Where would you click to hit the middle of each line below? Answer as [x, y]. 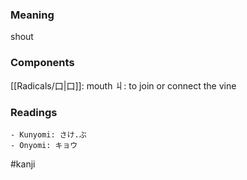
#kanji [23, 164]
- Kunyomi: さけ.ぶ [48, 134]
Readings [34, 112]
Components [42, 63]
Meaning [32, 15]
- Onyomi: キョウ [44, 145]
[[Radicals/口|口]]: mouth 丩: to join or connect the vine [123, 85]
